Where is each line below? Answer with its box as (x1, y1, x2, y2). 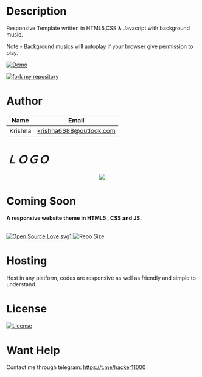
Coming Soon (6, 194, 76, 208)
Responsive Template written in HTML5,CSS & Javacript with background (6, 24, 190, 32)
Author (6, 94, 43, 108)
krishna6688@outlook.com (37, 126, 116, 135)
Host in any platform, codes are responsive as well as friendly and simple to (6, 274, 197, 281)
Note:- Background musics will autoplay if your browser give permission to (6, 43, 193, 50)
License (6, 301, 47, 315)
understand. (6, 280, 37, 287)
